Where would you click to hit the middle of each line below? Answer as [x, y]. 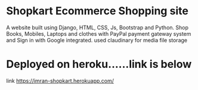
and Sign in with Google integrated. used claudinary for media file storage [97, 40]
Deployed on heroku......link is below [99, 64]
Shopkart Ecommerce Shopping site [98, 11]
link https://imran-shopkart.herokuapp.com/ [60, 80]
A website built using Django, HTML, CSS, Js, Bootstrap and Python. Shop [98, 27]
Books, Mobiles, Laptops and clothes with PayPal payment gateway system [99, 33]
